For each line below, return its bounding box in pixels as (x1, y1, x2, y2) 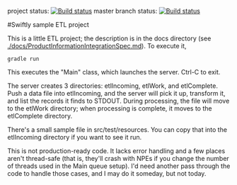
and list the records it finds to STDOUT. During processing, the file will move (7, 96, 230, 105)
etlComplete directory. (7, 112, 73, 120)
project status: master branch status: (7, 7, 158, 15)
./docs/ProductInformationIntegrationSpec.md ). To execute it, (7, 42, 187, 50)
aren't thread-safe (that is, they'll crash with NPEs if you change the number (7, 155, 230, 162)
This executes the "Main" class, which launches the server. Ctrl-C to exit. (7, 68, 221, 76)
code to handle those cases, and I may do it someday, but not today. (7, 169, 207, 177)
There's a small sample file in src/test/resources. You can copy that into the (7, 125, 228, 134)
